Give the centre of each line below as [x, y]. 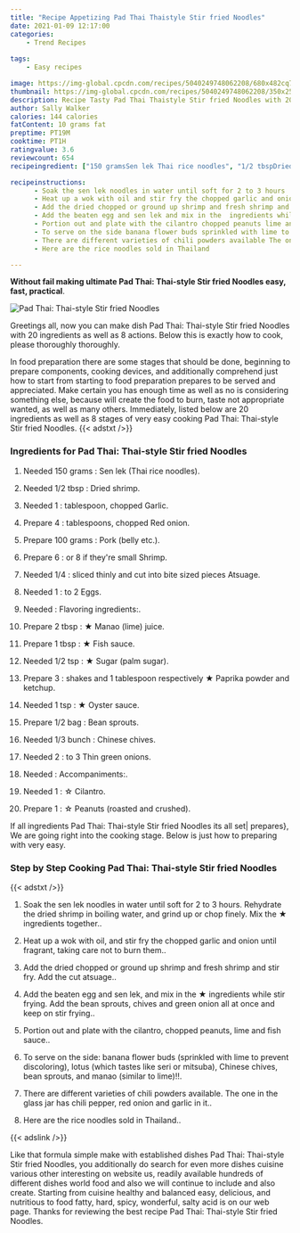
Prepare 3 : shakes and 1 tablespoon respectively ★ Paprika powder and [156, 678]
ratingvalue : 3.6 [42, 150]
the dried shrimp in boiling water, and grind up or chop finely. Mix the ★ [155, 914]
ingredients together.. [62, 923]
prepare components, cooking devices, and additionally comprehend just [144, 372]
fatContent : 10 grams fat [58, 125]
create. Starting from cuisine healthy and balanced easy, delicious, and [140, 1192]
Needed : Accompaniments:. [75, 774]
